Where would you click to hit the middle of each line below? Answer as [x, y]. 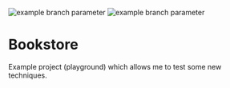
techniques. [28, 75]
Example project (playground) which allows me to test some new [115, 66]
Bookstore [43, 45]
